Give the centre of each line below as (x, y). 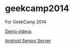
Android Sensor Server (28, 40)
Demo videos (18, 31)
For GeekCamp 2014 (26, 22)
